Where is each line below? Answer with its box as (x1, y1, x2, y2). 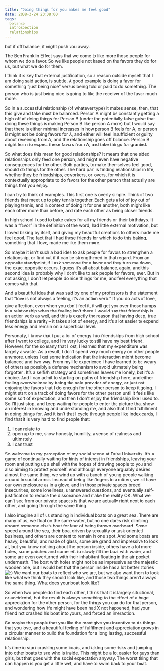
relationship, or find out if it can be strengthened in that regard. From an (5, 255, 150, 260)
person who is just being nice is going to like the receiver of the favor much (5, 91, 157, 96)
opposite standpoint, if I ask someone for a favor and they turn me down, (5, 260, 152, 265)
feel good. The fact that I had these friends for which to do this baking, (5, 235, 148, 240)
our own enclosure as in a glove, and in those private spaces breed (5, 482, 141, 488)
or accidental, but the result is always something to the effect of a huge (5, 595, 149, 600)
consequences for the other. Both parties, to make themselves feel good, (5, 162, 153, 167)
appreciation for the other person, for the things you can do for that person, (5, 600, 158, 605)
